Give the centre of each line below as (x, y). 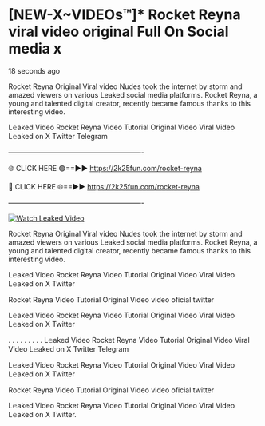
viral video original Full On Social (119, 32)
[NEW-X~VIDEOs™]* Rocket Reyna (125, 15)
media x (35, 49)
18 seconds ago (34, 70)
